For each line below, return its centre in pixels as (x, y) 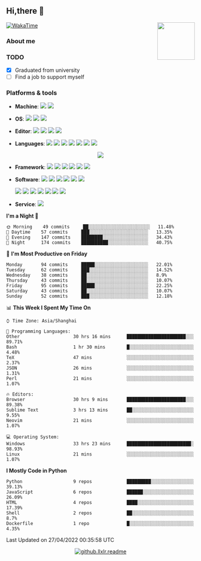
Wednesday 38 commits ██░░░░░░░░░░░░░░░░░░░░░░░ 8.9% (87, 275)
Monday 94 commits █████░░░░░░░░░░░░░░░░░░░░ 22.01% (89, 265)
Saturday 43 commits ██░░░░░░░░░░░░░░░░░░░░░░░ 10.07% (89, 291)
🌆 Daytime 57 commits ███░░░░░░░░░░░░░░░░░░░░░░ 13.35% (89, 232)
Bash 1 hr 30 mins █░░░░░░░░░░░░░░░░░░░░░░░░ (100, 347)
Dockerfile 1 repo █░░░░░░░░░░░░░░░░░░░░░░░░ (100, 524)
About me (21, 41)
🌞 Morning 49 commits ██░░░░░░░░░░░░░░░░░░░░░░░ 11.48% (90, 227)
